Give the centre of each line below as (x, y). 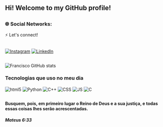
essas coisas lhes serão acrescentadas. (47, 108)
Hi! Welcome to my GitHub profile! (58, 8)
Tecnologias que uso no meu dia (44, 78)
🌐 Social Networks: (29, 24)
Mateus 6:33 (18, 120)
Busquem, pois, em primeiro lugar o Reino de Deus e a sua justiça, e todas (81, 103)
